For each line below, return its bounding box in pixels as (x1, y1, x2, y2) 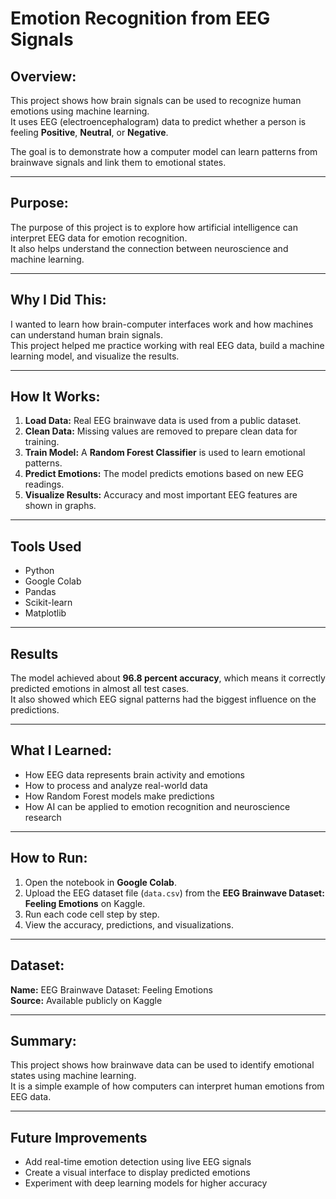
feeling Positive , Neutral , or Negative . (10, 127, 169, 138)
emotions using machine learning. (10, 105, 150, 117)
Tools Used (10, 538, 82, 555)
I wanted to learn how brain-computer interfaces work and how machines (10, 318, 314, 330)
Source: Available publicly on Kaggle (10, 994, 163, 1006)
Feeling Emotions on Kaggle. (24, 897, 146, 909)
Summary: (10, 1032, 77, 1049)
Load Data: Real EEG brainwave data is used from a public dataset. (24, 415, 302, 427)
